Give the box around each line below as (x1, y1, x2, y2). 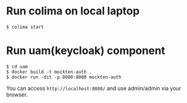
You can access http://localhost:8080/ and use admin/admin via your (6, 84, 182, 92)
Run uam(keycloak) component (6, 44, 165, 57)
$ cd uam (6, 63, 28, 69)
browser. (6, 91, 28, 98)
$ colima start (6, 24, 44, 30)
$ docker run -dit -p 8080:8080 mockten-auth (6, 74, 121, 80)
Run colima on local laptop (6, 4, 140, 18)
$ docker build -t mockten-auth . (6, 69, 93, 75)
